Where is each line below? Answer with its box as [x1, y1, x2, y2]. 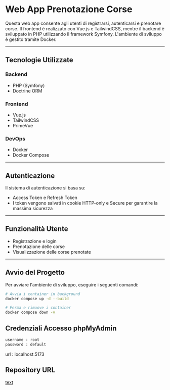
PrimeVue [12, 122, 33, 128]
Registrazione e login [12, 238, 57, 244]
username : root [5, 337, 39, 342]
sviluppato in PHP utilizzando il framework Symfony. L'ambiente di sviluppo [5, 31, 162, 37]
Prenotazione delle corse [12, 243, 65, 250]
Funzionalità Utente [5, 225, 68, 233]
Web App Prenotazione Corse [5, 4, 133, 15]
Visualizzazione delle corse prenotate [12, 249, 91, 255]
